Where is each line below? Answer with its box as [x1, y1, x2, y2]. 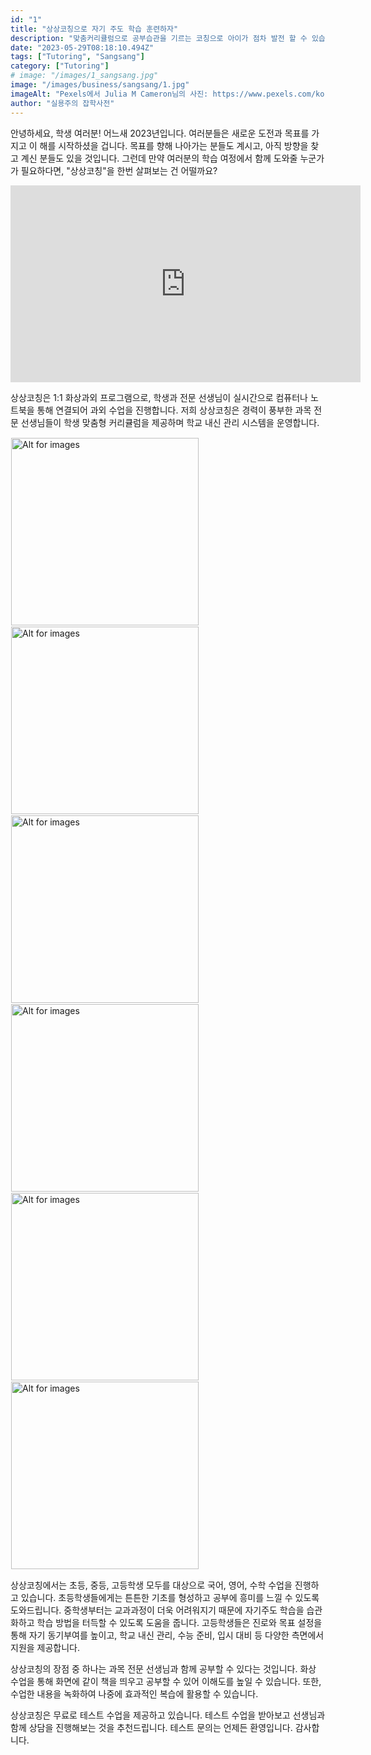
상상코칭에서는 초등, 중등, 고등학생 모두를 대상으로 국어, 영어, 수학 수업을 [10, 1579, 293, 1591]
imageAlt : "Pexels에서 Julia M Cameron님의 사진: [10, 89, 209, 99]
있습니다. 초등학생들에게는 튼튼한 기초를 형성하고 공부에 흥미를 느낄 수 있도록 [20, 1591, 320, 1603]
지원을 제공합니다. [10, 1641, 81, 1653]
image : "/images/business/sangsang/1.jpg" [10, 80, 190, 90]
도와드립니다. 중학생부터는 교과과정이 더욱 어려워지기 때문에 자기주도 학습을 [10, 1604, 305, 1616]
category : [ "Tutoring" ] [10, 61, 110, 71]
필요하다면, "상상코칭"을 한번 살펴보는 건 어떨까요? [20, 164, 218, 176]
